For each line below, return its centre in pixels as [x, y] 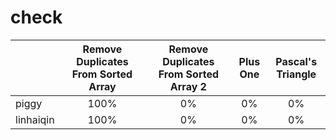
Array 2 [188, 86]
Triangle [296, 74]
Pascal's [296, 61]
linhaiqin [35, 119]
